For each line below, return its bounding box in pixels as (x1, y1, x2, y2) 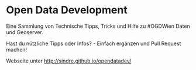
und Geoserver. (6, 28, 44, 35)
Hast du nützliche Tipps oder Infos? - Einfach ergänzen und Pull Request (6, 40, 181, 47)
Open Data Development (6, 3, 128, 17)
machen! (6, 46, 27, 53)
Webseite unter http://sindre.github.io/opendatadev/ (6, 57, 132, 64)
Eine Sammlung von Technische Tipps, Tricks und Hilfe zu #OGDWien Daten (6, 23, 190, 30)
